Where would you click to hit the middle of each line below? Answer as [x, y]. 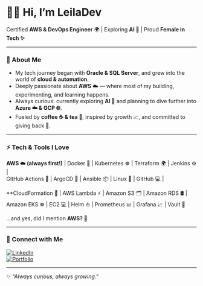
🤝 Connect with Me [35, 240]
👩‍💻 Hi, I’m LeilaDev [54, 12]
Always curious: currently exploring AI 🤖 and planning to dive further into [105, 101]
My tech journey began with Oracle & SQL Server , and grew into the [100, 73]
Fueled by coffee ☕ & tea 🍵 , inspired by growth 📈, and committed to [100, 117]
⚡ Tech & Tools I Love [38, 147]
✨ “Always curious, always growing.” [53, 276]
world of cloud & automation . [52, 79]
